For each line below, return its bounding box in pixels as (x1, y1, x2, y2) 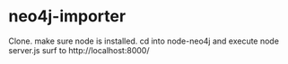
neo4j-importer (8, 6, 127, 27)
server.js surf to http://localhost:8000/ (8, 44, 150, 55)
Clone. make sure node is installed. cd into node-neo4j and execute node (8, 36, 280, 46)
